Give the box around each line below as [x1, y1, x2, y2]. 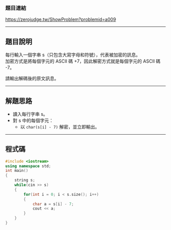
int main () [5, 168, 28, 173]
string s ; [14, 177, 36, 183]
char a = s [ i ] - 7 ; [32, 201, 74, 207]
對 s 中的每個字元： [12, 117, 54, 123]
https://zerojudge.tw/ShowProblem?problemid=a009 [5, 16, 116, 22]
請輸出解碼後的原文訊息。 [5, 75, 59, 82]
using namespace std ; [5, 163, 51, 169]
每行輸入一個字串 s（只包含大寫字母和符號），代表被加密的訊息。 [5, 52, 141, 58]
